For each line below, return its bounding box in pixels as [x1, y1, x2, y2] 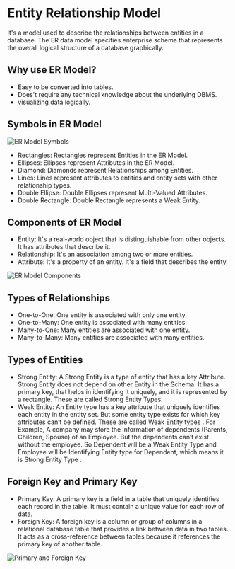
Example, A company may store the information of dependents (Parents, [17, 425, 228, 433]
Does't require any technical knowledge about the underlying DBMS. [17, 90, 217, 98]
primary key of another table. [17, 539, 102, 548]
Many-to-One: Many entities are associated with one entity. [17, 326, 191, 334]
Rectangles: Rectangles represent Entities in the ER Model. [17, 151, 188, 159]
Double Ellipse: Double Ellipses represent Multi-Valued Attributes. [17, 188, 208, 197]
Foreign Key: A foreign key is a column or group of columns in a [17, 517, 203, 525]
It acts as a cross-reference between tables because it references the [17, 532, 221, 541]
